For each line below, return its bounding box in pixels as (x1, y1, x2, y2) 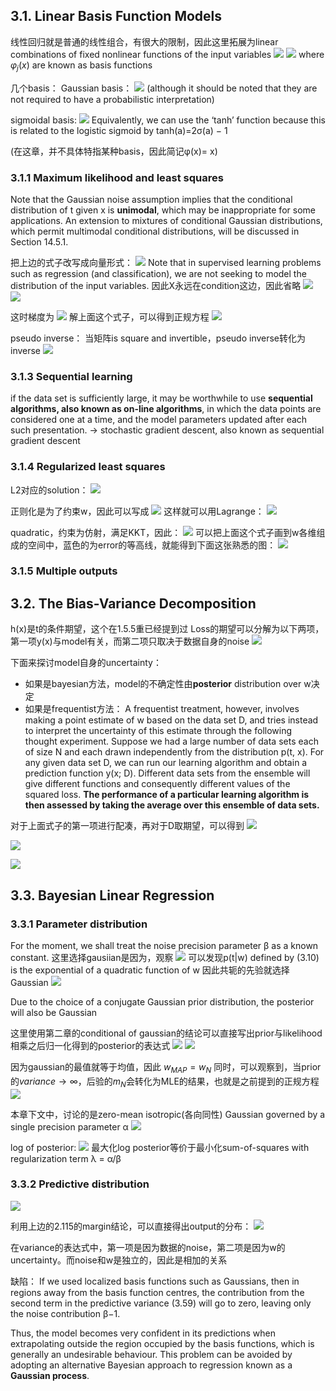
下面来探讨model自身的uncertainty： (10, 657, 162, 669)
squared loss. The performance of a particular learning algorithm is (24, 789, 310, 801)
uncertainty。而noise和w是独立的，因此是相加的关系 (10, 1254, 228, 1266)
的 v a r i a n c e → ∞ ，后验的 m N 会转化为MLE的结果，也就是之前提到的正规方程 (10, 1075, 320, 1089)
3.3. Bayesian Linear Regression (10, 887, 215, 904)
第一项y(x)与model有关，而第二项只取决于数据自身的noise (10, 635, 250, 648)
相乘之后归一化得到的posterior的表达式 (10, 1039, 171, 1051)
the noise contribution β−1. (10, 1307, 121, 1319)
